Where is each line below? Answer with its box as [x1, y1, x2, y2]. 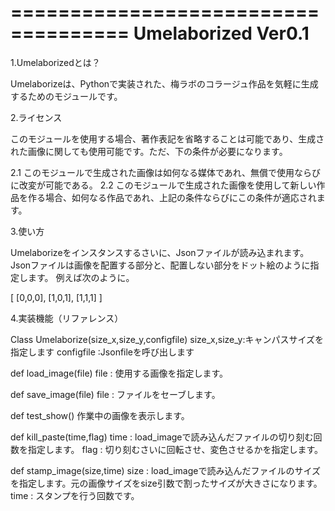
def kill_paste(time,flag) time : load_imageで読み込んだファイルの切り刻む [10, 431, 314, 443]
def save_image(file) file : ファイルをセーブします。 [10, 388, 221, 400]
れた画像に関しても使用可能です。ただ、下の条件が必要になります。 [10, 145, 288, 157]
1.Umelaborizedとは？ [10, 56, 101, 68]
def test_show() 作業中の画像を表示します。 [10, 409, 190, 421]
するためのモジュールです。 [10, 90, 123, 102]
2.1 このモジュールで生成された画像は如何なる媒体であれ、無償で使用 [10, 166, 295, 178]
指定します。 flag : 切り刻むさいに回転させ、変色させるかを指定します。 [27, 443, 324, 455]
